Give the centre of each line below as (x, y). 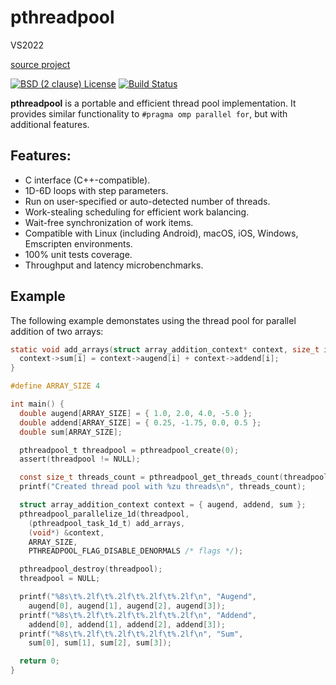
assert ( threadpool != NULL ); (80, 459)
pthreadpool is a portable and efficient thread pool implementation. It (153, 103)
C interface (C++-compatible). (87, 180)
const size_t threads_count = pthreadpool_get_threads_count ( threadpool (174, 477)
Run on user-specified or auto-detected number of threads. (147, 201)
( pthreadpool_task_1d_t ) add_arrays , (107, 523)
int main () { (37, 404)
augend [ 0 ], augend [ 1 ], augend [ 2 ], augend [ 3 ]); (127, 606)
